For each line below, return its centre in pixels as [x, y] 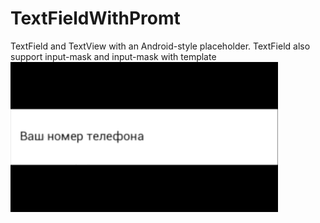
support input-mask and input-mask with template [113, 56]
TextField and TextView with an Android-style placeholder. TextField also [160, 46]
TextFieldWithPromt [95, 18]
